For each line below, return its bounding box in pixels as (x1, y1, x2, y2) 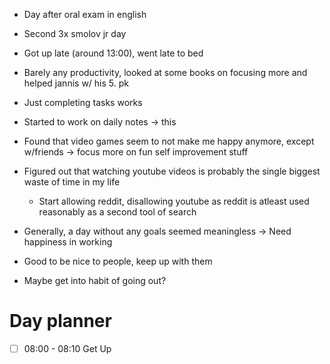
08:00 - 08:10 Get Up (23, 342, 112, 354)
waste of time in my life (23, 176, 121, 188)
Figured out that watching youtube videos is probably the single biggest (23, 165, 321, 177)
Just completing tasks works (23, 97, 143, 108)
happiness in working (23, 236, 113, 248)
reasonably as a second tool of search (38, 206, 197, 218)
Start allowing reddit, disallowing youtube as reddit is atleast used (38, 195, 310, 207)
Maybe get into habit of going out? (23, 275, 167, 286)
